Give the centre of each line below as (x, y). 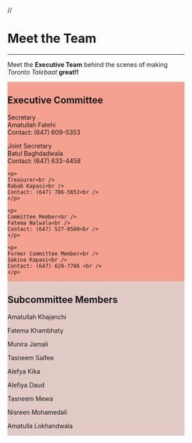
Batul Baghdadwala (35, 153)
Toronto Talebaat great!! (43, 72)
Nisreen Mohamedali (37, 412)
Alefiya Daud (26, 385)
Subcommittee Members (63, 300)
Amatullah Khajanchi (37, 316)
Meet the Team (52, 39)
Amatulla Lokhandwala (40, 425)
